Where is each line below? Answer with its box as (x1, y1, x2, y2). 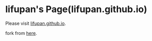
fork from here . (5, 30, 37, 36)
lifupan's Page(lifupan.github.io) (5, 4, 147, 15)
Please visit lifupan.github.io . (5, 20, 67, 26)
